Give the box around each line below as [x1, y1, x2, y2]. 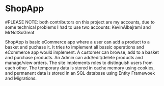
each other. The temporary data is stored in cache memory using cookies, [5, 64, 155, 71]
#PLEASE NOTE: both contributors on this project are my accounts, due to [5, 19, 155, 25]
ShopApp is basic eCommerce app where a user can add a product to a [5, 39, 150, 44]
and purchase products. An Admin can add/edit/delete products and [5, 54, 143, 60]
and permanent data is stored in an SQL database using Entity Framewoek [5, 70, 155, 76]
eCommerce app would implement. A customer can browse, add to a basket [5, 49, 159, 55]
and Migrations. [5, 75, 37, 81]
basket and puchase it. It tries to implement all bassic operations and [5, 44, 144, 50]
